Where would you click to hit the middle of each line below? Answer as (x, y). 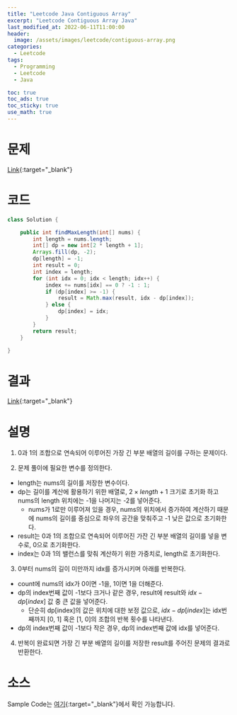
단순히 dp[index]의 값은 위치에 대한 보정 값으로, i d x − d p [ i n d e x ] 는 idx (125, 610)
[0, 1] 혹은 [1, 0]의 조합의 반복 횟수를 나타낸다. (111, 619)
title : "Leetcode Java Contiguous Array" (69, 14)
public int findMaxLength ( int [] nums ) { (80, 232)
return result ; (55, 331)
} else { (58, 305)
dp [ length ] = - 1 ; (58, 259)
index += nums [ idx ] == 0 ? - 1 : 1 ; (98, 285)
